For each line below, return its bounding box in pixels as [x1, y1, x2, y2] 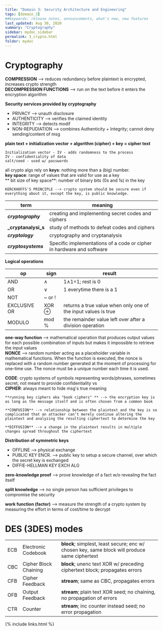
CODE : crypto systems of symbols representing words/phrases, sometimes [5, 375, 156, 381]
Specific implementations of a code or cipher [49, 240, 152, 247]
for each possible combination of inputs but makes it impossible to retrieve [5, 340, 154, 345]
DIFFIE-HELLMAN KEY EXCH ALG [12, 462, 80, 468]
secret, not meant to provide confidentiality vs [5, 380, 97, 386]
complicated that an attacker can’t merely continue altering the [5, 412, 142, 417]
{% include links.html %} [5, 621, 54, 627]
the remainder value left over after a [63, 316, 145, 323]
